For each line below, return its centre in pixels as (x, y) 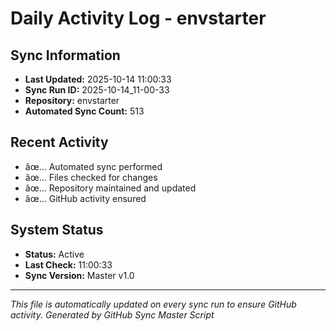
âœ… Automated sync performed (93, 166)
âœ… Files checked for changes (91, 177)
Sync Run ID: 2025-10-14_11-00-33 (97, 90)
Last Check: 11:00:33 (68, 264)
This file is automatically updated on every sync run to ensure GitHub (153, 304)
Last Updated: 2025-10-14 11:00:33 (98, 79)
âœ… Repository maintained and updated (110, 188)
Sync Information (65, 55)
